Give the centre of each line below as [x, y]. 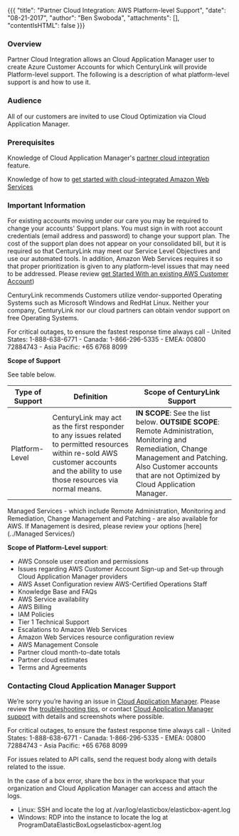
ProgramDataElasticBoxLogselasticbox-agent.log [89, 825]
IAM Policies [36, 615]
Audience [25, 101]
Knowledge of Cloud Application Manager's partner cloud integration [108, 158]
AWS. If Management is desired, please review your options [95, 526]
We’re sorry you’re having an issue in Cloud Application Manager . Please [114, 701]
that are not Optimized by [178, 476]
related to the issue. [36, 767]
